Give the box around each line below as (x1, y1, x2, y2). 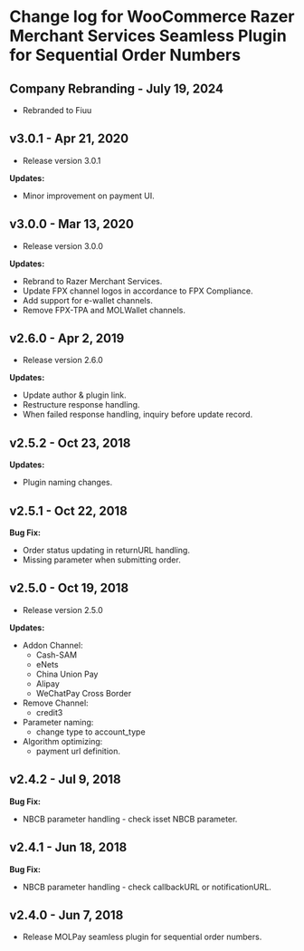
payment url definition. (35, 745, 120, 756)
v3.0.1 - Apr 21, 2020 (9, 131, 129, 147)
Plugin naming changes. (22, 477, 113, 488)
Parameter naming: (22, 716, 94, 727)
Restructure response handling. (22, 399, 140, 410)
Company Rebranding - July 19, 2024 (9, 81, 224, 96)
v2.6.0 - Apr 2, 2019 (9, 331, 125, 346)
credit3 (35, 706, 63, 717)
